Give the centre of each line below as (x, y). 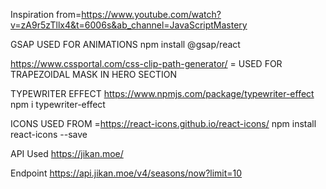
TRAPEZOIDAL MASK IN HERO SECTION (94, 74)
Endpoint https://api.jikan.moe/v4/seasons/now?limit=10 (126, 173)
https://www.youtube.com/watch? (151, 14)
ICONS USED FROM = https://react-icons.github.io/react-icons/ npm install (163, 123)
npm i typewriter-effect (58, 104)
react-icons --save (49, 134)
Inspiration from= (46, 14)
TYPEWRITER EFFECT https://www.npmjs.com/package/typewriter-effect (162, 93)
